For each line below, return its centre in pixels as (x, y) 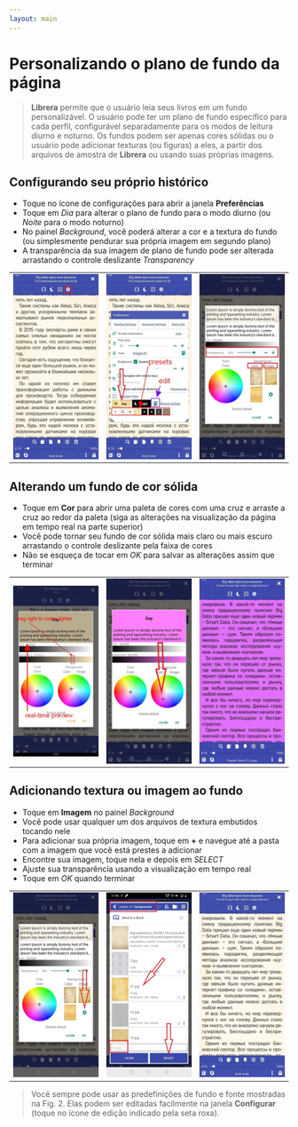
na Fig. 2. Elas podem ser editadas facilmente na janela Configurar (153, 1103)
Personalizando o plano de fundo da (145, 63)
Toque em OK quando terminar (78, 878)
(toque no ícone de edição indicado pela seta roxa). (125, 1113)
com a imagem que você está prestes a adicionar (112, 850)
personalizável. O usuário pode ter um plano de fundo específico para (159, 116)
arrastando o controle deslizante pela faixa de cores (117, 546)
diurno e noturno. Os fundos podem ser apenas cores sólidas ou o (152, 135)
